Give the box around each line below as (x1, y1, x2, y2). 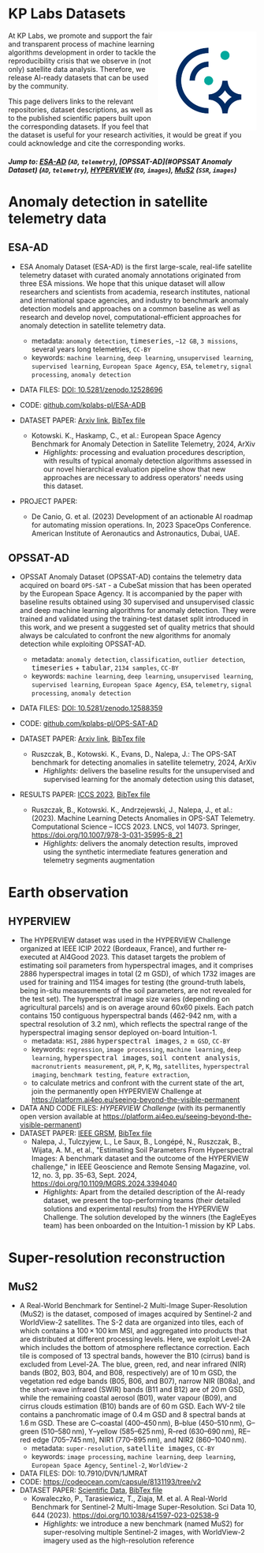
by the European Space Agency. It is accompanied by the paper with (19, 589, 243, 599)
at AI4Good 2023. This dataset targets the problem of (51, 953, 226, 962)
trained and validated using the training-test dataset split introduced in (19, 614, 248, 624)
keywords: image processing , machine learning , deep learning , (31, 1452, 236, 1461)
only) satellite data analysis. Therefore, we (8, 64, 146, 73)
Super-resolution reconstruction (8, 1249, 226, 1266)
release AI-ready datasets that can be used (8, 73, 149, 82)
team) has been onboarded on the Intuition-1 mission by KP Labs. (43, 1221, 255, 1231)
